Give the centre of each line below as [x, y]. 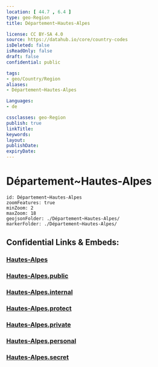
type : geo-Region [28, 18]
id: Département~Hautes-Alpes [44, 197]
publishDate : [23, 146]
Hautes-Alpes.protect [39, 308]
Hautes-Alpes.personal [41, 341]
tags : [13, 73]
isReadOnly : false [29, 51]
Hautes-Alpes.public [37, 276]
